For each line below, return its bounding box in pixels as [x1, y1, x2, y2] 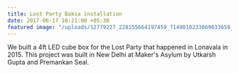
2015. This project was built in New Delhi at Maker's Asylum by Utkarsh [7, 50, 216, 59]
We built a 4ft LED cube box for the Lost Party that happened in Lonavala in [7, 43, 228, 52]
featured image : [7, 23, 55, 30]
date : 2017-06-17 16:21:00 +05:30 [7, 17, 110, 24]
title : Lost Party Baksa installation [7, 10, 122, 18]
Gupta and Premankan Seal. [7, 58, 90, 67]
